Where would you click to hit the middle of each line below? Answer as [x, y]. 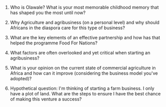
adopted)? [21, 78]
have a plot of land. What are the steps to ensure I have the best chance [85, 94]
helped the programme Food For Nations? [54, 43]
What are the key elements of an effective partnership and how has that [85, 38]
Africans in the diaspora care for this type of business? [68, 28]
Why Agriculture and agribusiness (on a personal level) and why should [85, 22]
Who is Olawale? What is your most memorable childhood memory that [84, 7]
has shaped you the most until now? [48, 13]
